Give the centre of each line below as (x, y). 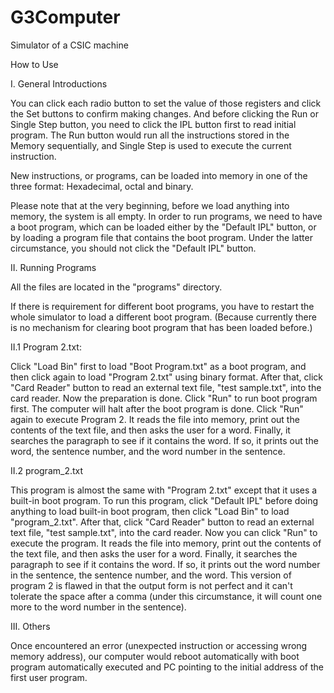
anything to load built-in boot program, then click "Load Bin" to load (150, 511)
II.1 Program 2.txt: (46, 347)
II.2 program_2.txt (47, 470)
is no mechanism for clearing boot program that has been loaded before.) (161, 327)
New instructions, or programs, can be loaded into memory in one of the (159, 175)
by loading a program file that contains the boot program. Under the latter (161, 237)
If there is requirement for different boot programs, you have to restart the (162, 306)
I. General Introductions (59, 83)
